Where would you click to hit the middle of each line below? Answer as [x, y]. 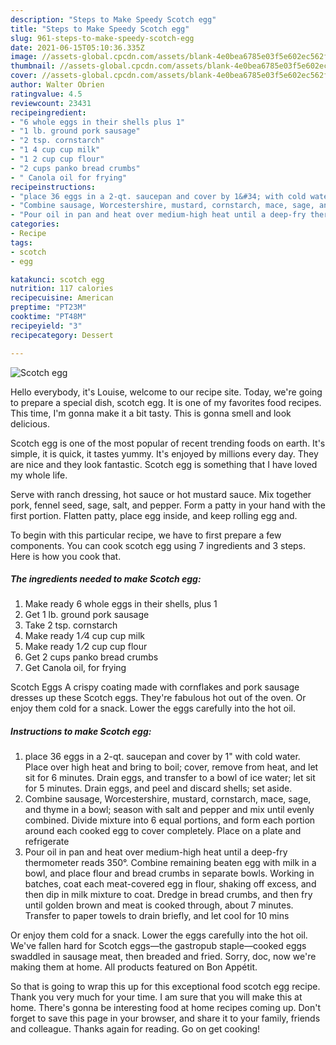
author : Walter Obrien [57, 85]
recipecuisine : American [62, 298]
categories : [35, 224]
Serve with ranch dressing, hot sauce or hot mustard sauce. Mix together [161, 494]
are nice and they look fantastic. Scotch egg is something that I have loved [164, 464]
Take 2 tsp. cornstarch [71, 625]
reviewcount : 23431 [51, 103]
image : [24, 57]
